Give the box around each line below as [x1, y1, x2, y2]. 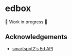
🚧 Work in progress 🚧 [5, 19, 48, 25]
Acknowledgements [5, 33, 68, 41]
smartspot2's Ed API [12, 45, 54, 51]
